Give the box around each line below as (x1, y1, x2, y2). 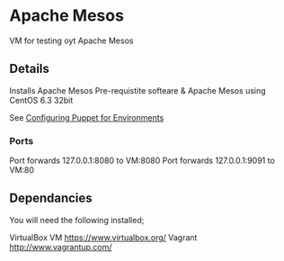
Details (9, 61, 49, 76)
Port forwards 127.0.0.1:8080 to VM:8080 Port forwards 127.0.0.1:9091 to (9, 155, 276, 166)
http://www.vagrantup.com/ (9, 241, 112, 252)
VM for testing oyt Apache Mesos (9, 35, 134, 46)
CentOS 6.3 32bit (9, 94, 74, 105)
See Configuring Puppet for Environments (9, 112, 164, 122)
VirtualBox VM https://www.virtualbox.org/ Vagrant (9, 231, 198, 243)
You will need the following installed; (9, 214, 145, 225)
